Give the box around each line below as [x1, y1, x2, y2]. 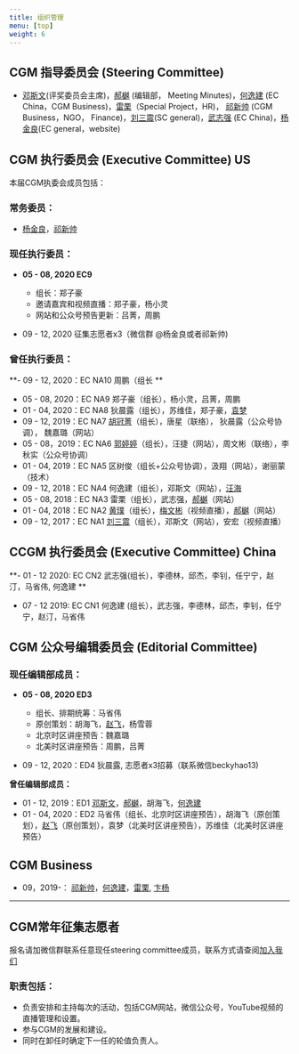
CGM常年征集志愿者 [9, 919, 120, 935]
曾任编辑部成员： [9, 779, 72, 790]
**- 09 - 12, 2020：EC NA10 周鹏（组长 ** [9, 375, 163, 385]
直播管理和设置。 [21, 1013, 85, 1024]
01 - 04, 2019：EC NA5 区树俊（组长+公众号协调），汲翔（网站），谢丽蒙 [21, 460, 287, 471]
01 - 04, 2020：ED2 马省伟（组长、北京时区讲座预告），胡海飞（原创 [21, 809, 273, 820]
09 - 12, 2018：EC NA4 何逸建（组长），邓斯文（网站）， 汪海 [21, 482, 242, 493]
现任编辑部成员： [9, 669, 83, 681]
